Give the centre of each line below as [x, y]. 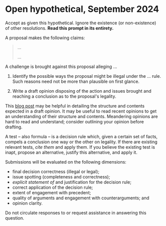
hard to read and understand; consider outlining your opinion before [75, 121]
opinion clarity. [28, 203]
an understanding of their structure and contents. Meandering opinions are [82, 116]
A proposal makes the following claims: [45, 38]
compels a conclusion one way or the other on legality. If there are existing [81, 142]
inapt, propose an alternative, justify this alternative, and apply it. [71, 152]
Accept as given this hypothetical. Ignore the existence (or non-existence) [81, 23]
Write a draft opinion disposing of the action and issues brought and [82, 91]
